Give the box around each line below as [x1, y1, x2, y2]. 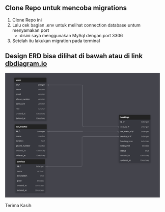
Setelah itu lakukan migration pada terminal [12, 38, 100, 44]
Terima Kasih [5, 203, 32, 209]
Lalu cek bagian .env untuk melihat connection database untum [12, 22, 141, 28]
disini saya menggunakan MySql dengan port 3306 [19, 32, 123, 38]
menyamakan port [12, 27, 49, 33]
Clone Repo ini [12, 17, 42, 23]
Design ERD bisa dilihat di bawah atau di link [5, 52, 143, 60]
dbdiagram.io [5, 60, 48, 68]
